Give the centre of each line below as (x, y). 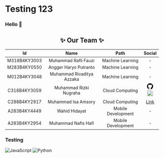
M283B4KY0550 (25, 67)
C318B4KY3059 (25, 90)
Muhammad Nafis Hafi (72, 123)
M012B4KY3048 (25, 76)
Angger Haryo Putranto (72, 67)
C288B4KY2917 (25, 102)
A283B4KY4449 (24, 111)
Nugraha (72, 93)
